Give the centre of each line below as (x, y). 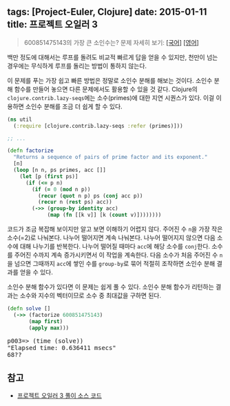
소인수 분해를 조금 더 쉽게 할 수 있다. (74, 106)
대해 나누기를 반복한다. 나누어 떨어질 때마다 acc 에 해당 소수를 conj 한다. (115, 246)
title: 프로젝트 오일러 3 (53, 25)
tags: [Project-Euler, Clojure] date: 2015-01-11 (107, 12)
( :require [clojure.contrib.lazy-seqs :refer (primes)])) (98, 126)
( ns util (20, 119)
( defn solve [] (29, 309)
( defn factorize (30, 151)
